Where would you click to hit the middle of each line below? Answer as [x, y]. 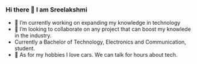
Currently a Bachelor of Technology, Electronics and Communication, [100, 42]
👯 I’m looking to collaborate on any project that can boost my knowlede [102, 29]
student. [25, 48]
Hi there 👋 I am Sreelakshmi [47, 10]
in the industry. [33, 36]
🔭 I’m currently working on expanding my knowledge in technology [97, 23]
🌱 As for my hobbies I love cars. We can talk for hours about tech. [96, 55]
